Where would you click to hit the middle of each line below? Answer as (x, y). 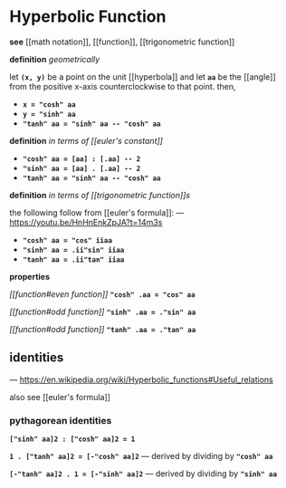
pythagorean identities (61, 420)
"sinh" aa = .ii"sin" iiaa (73, 250)
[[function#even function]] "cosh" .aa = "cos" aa (103, 294)
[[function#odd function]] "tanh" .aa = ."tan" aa (103, 329)
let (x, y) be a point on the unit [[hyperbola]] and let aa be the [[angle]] (143, 77)
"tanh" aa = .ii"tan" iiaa (73, 260)
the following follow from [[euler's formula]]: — (97, 212)
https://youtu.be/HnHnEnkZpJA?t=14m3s (86, 222)
